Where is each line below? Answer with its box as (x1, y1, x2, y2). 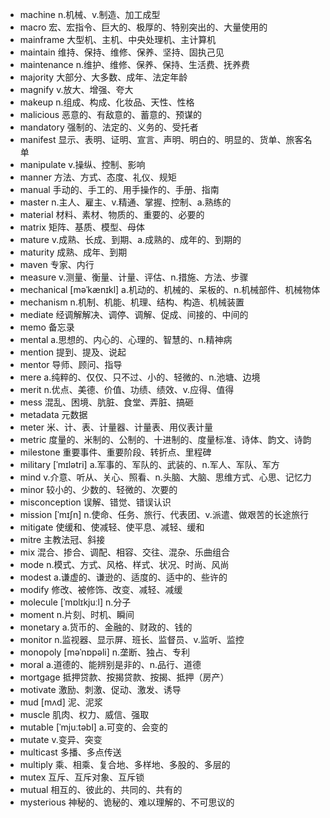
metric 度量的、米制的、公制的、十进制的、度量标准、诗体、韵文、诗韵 (19, 434, 312, 445)
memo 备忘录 (19, 321, 75, 333)
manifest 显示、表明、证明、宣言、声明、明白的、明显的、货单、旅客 (19, 134, 304, 145)
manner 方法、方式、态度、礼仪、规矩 (19, 171, 177, 183)
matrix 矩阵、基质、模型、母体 (19, 221, 145, 233)
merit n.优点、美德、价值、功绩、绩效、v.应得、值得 (19, 384, 235, 395)
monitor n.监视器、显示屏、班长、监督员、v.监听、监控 (19, 634, 245, 645)
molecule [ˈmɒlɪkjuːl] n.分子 (19, 596, 132, 608)
